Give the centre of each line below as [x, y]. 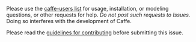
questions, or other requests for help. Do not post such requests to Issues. [98, 15]
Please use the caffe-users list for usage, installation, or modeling [87, 9]
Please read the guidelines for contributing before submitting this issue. [95, 33]
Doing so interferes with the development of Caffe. [69, 21]
